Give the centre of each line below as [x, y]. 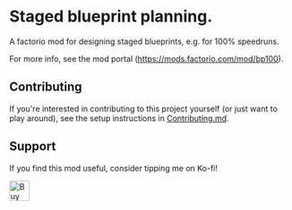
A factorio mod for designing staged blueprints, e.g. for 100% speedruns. [144, 41]
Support [33, 147]
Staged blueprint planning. [111, 17]
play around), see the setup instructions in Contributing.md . [120, 118]
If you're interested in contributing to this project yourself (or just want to [143, 109]
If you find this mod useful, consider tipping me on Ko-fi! [113, 168]
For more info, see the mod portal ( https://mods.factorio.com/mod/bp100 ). [146, 58]
